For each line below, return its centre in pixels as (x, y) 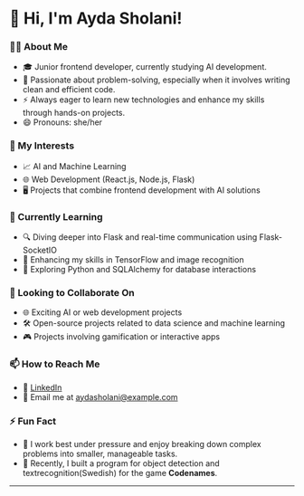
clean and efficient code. (69, 90)
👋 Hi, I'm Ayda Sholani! (96, 19)
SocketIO (39, 250)
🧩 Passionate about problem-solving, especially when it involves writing (157, 80)
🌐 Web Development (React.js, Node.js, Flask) (109, 179)
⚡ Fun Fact (33, 421)
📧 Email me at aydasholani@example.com (100, 396)
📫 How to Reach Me (55, 364)
